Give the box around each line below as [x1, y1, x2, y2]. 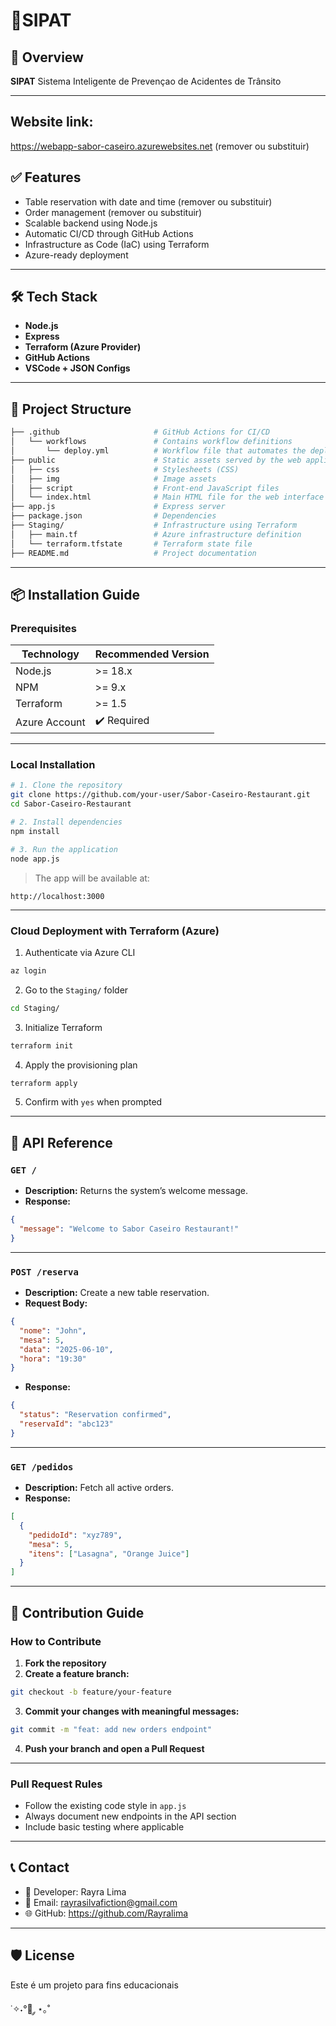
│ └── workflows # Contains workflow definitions [10, 437, 293, 447]
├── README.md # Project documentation [10, 548, 257, 558]
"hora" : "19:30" [19, 1354, 87, 1364]
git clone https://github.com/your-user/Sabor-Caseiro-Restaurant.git [10, 790, 311, 800]
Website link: [10, 114, 94, 131]
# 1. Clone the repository [10, 780, 123, 791]
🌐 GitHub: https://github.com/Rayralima [24, 1907, 189, 1919]
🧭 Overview [10, 49, 84, 66]
